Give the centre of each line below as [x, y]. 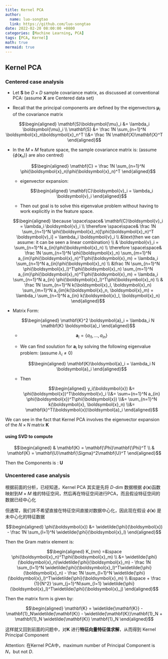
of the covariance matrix [38, 114]
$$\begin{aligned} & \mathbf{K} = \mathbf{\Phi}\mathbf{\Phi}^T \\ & [84, 448]
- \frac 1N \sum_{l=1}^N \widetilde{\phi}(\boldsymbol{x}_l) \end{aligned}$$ [84, 532]
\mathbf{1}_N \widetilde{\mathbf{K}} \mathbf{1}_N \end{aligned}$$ [84, 619]
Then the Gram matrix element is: [40, 542]
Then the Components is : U [34, 463]
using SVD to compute [29, 436]
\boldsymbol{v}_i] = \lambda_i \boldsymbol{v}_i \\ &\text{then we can [88, 237]
